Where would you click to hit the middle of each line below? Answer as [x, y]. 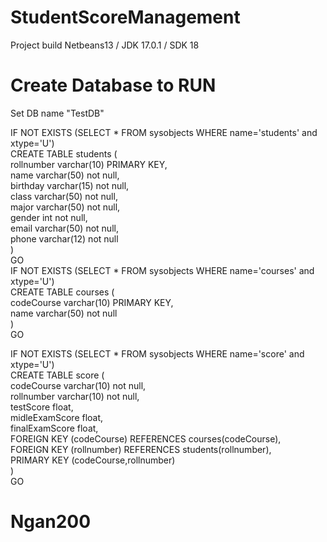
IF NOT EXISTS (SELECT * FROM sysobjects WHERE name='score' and [157, 353]
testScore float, [42, 407]
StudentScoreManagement [125, 17]
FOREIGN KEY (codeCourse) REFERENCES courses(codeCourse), [146, 438]
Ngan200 [51, 522]
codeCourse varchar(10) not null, [78, 385]
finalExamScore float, [54, 428]
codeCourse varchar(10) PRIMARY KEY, [92, 302]
